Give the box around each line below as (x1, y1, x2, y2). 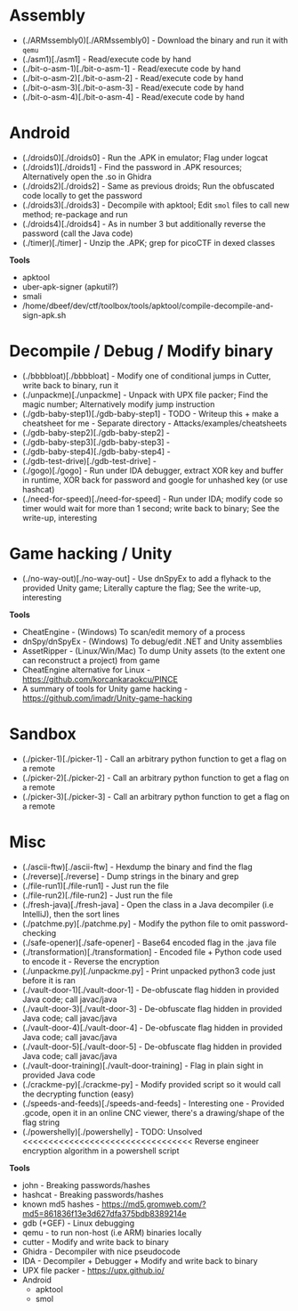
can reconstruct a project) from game (21, 655, 160, 665)
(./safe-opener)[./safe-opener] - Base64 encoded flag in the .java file (21, 937, 278, 948)
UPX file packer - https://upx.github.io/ (21, 1265, 165, 1275)
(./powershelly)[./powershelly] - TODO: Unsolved (21, 1126, 203, 1136)
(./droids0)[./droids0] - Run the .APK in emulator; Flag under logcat (21, 152, 269, 163)
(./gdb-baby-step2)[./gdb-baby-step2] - (21, 427, 171, 437)
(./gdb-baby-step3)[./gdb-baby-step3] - (21, 436, 171, 447)
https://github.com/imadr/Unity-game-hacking (21, 692, 193, 704)
